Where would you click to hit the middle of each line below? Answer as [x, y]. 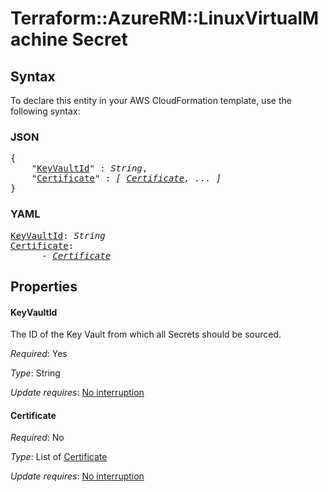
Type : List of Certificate [59, 457]
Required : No [37, 438]
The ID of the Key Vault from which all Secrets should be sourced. [146, 334]
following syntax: [45, 111]
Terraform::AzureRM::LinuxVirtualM [165, 18]
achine [39, 39]
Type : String [35, 373]
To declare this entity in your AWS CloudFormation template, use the [151, 100]
